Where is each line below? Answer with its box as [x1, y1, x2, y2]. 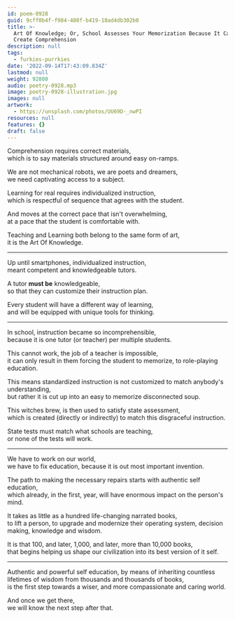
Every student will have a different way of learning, [7, 301, 154, 309]
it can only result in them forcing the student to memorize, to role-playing [7, 357, 218, 365]
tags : [7, 50, 23, 57]
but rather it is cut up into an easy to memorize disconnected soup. [7, 393, 201, 401]
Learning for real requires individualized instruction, [7, 189, 156, 197]
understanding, [7, 385, 51, 393]
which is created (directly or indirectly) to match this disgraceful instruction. [7, 414, 226, 422]
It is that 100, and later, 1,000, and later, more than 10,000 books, [7, 540, 194, 549]
